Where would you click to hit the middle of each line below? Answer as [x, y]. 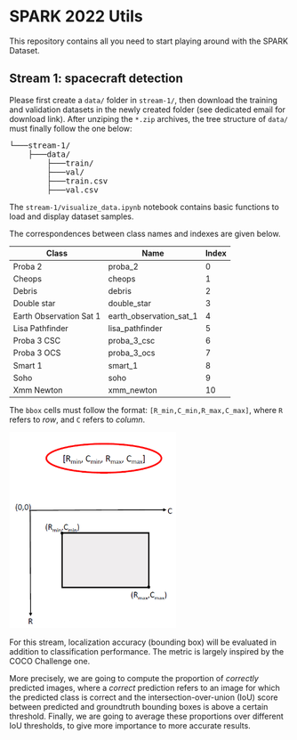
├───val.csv [73, 190]
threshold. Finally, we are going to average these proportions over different [146, 716]
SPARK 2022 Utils [76, 16]
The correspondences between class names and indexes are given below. [145, 233]
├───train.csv [77, 181]
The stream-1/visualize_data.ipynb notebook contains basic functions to [144, 207]
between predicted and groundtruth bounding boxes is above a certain [139, 707]
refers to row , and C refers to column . [77, 419]
